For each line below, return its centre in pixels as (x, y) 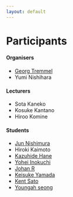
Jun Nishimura (32, 144)
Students (18, 130)
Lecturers (18, 91)
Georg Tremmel (34, 71)
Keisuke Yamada (35, 175)
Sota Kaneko (30, 104)
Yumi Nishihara (33, 77)
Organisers (20, 58)
